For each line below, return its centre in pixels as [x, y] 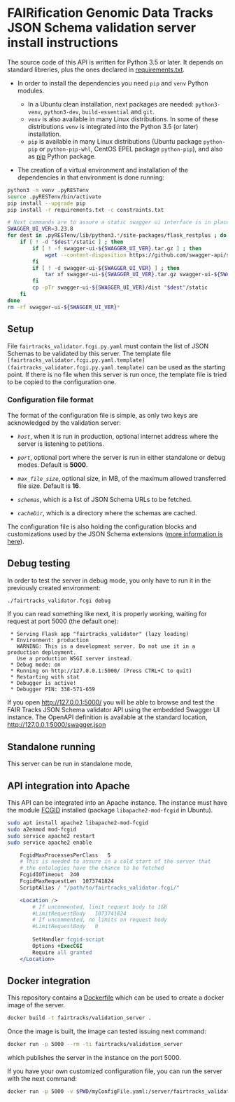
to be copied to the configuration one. [62, 382]
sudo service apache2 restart [51, 836]
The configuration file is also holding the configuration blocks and [102, 526]
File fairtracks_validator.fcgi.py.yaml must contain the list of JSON [108, 346]
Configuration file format [50, 400]
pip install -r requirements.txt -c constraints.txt [86, 210]
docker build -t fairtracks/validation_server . [79, 1018]
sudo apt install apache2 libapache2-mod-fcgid [78, 823]
